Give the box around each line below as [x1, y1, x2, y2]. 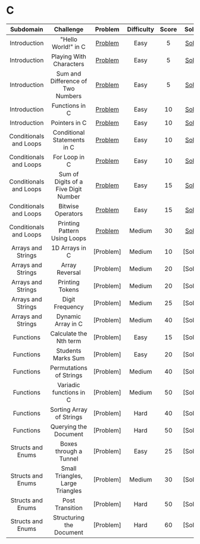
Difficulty [127, 25, 155, 33]
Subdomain [10, 25, 43, 33]
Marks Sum [52, 354, 85, 362]
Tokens [58, 285, 79, 294]
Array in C [54, 319, 83, 328]
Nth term [56, 337, 82, 345]
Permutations [49, 363, 87, 372]
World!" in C [51, 42, 86, 51]
